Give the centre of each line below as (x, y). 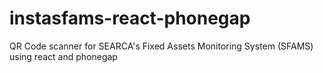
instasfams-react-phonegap (130, 18)
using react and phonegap (63, 56)
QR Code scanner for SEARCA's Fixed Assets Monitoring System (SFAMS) (161, 46)
